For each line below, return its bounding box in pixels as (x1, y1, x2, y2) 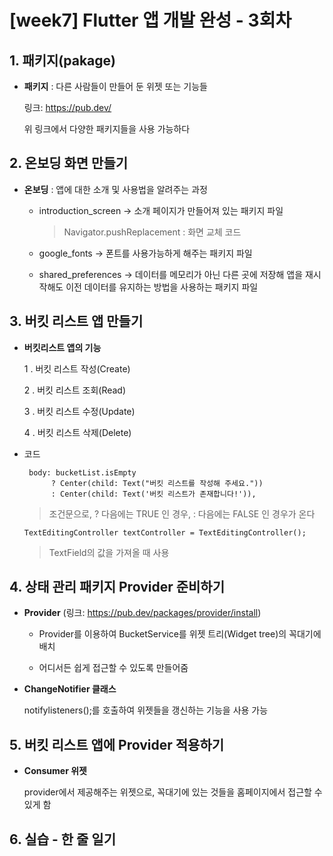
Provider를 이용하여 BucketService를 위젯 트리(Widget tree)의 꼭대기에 (38, 628, 322, 640)
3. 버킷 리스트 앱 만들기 (9, 313, 144, 330)
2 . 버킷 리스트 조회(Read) (23, 384, 127, 396)
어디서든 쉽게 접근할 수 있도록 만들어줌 (38, 662, 189, 674)
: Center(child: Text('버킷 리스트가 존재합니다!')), (50, 489, 257, 499)
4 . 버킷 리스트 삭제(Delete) (23, 426, 132, 438)
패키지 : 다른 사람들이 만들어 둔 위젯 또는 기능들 (23, 81, 208, 92)
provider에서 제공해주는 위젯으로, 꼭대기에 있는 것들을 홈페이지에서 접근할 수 (23, 786, 323, 798)
